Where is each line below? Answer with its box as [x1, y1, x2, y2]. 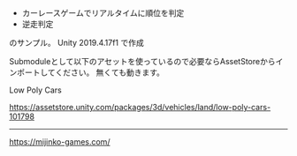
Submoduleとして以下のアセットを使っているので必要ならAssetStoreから [9, 56, 276, 66]
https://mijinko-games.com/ [9, 137, 110, 147]
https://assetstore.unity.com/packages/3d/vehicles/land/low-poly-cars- [9, 102, 271, 112]
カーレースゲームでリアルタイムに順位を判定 [21, 8, 185, 18]
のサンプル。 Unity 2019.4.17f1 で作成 [9, 38, 144, 48]
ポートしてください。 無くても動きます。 [16, 67, 165, 78]
